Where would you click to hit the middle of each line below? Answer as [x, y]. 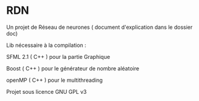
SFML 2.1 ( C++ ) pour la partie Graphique [58, 57]
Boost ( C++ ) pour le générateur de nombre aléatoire [73, 68]
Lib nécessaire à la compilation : [46, 45]
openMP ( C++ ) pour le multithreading [54, 80]
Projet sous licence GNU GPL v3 [47, 91]
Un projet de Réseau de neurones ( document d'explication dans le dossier [99, 27]
